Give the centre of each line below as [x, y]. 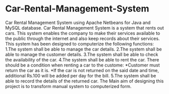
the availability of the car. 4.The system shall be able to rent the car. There [82, 59]
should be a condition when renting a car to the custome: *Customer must [82, 65]
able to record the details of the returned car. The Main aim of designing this [84, 81]
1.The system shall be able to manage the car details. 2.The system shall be [84, 49]
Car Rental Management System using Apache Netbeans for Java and [78, 22]
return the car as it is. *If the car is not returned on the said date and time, [82, 70]
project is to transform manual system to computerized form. [68, 86]
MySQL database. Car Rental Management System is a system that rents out [84, 27]
